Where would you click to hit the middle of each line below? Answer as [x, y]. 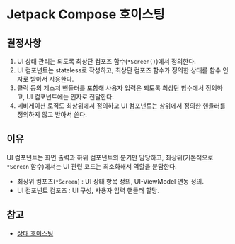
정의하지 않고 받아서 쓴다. [52, 115]
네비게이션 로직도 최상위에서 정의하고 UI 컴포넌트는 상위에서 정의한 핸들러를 [121, 106]
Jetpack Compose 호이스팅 [86, 15]
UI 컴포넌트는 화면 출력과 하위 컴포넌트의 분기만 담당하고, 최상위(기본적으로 [110, 157]
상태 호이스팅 [35, 233]
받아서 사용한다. [52, 79]
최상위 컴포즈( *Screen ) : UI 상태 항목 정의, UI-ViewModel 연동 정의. [110, 181]
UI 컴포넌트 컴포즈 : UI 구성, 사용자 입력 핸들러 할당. [88, 190]
